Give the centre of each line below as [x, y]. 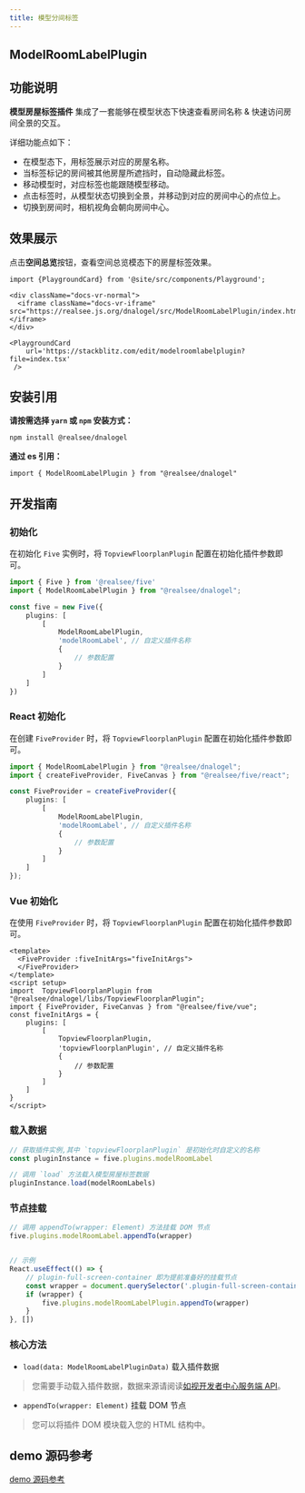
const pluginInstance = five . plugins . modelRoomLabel [111, 1158]
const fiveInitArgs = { [54, 1015]
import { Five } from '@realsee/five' [83, 582]
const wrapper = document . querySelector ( [105, 1286]
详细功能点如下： [41, 142]
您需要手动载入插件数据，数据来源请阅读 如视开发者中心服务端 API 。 [158, 1386]
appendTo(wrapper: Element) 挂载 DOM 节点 [104, 1405]
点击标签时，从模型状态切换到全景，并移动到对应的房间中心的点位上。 [154, 196]
